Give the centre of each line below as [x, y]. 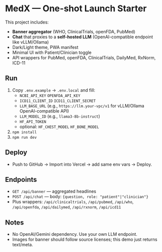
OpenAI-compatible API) [44, 111]
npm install [24, 132]
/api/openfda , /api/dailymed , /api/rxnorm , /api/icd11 [67, 207]
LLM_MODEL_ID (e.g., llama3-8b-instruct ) [60, 116]
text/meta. [23, 245]
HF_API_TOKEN [33, 122]
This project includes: [27, 22]
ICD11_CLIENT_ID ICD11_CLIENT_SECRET [57, 101]
